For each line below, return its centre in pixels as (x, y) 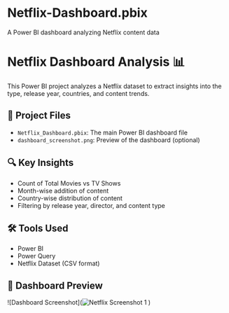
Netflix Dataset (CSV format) (58, 263)
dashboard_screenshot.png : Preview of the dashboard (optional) (109, 140)
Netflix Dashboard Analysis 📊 (96, 62)
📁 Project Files (39, 116)
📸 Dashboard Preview (55, 285)
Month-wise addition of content (63, 190)
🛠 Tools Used (38, 228)
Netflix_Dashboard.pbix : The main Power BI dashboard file (102, 132)
